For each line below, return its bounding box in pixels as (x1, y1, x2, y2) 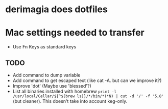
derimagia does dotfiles (5, 4, 108, 15)
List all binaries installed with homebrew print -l (12, 88, 116, 94)
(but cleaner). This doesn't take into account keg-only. (12, 98, 128, 104)
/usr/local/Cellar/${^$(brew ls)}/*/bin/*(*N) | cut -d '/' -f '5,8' (12, 93, 164, 99)
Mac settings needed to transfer (5, 27, 145, 39)
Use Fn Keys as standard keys (12, 44, 77, 50)
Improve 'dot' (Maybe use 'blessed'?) (12, 83, 92, 89)
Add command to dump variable (12, 72, 81, 78)
